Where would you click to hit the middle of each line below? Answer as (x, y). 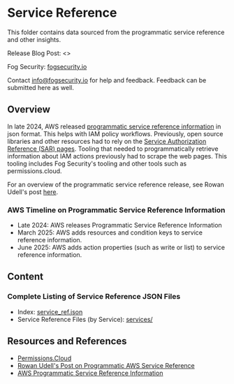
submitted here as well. (41, 87)
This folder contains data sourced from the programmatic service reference (116, 32)
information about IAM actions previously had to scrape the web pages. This (117, 156)
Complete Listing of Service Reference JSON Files (94, 297)
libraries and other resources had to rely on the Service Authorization (107, 141)
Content (25, 277)
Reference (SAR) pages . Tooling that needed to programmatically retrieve (113, 149)
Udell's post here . (33, 192)
